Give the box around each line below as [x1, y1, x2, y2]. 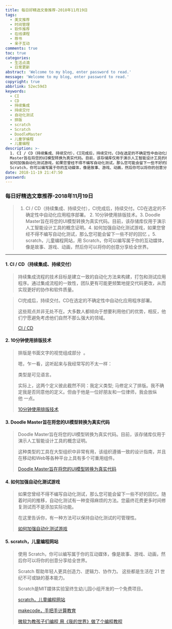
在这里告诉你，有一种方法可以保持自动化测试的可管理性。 [17, 514, 139, 521]
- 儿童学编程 [10, 137, 34, 142]
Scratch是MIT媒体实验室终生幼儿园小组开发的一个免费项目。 [17, 585, 146, 592]
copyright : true [5, 79, 40, 84]
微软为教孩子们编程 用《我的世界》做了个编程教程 [17, 618, 123, 624]
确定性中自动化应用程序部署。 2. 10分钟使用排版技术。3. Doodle [25, 212, 160, 218]
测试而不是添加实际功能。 [22, 504, 77, 510]
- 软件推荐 [10, 27, 30, 32]
